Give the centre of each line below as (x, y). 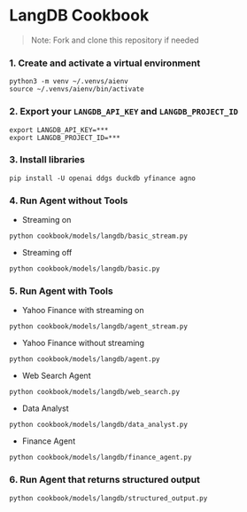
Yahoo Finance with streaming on (83, 311)
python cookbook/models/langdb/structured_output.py (108, 498)
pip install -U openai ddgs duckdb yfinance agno (103, 178)
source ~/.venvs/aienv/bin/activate (77, 90)
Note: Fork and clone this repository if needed (115, 40)
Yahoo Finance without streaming (83, 343)
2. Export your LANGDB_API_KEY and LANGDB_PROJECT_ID (124, 112)
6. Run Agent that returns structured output (105, 480)
